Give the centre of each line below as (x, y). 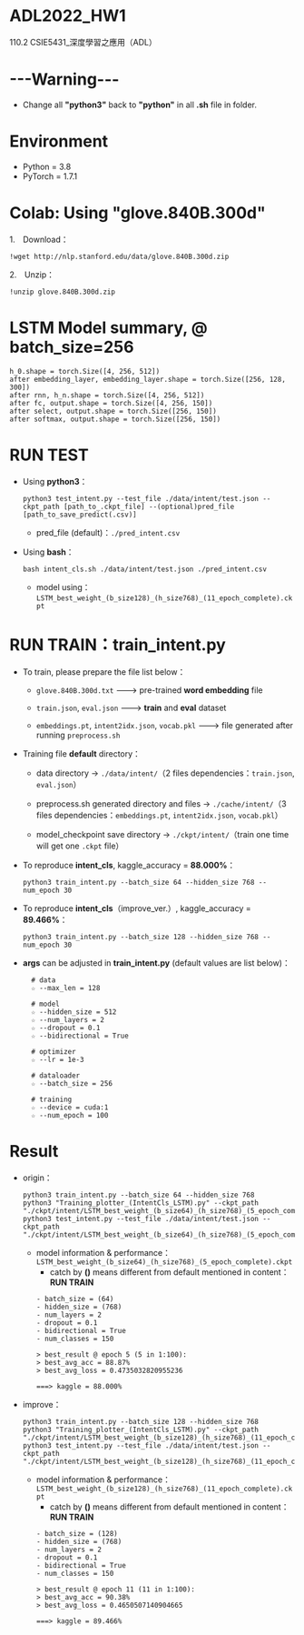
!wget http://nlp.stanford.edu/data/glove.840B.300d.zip (119, 256)
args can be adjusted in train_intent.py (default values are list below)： (156, 963)
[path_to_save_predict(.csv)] (80, 515)
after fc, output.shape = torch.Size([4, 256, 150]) (111, 403)
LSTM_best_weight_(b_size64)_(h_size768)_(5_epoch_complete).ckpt (164, 1262)
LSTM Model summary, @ (108, 327)
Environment (59, 141)
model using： (63, 587)
